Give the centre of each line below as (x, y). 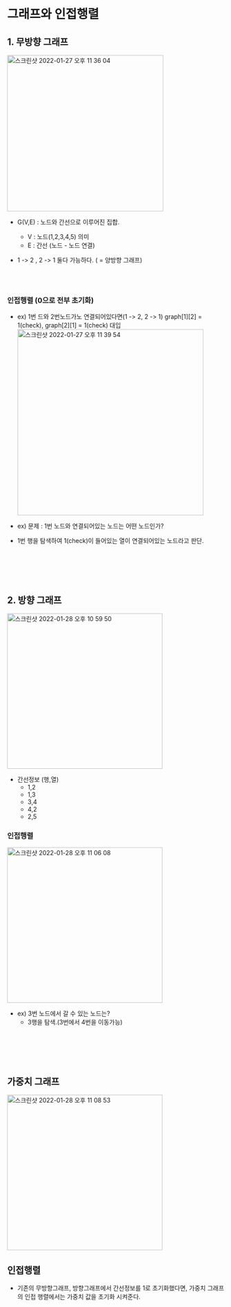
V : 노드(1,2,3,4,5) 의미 (58, 237)
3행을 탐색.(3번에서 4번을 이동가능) (75, 1022)
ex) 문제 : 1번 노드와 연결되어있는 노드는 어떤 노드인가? (90, 526)
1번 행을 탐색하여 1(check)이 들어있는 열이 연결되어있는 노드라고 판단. (110, 541)
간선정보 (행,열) (38, 780)
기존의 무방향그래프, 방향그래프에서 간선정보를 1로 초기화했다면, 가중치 (111, 1288)
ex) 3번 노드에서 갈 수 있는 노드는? (63, 1013)
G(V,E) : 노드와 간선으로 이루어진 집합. (68, 222)
